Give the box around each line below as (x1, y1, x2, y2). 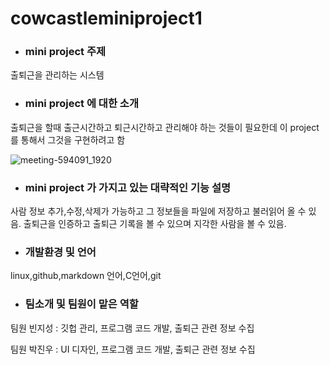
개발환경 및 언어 (24, 245, 97, 259)
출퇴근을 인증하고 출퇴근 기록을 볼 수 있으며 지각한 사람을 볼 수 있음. (23, 218, 287, 230)
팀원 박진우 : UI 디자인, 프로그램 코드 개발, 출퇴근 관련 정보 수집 (10, 343, 256, 355)
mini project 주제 (24, 45, 107, 59)
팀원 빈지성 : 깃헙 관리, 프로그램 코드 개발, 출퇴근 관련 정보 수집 (10, 322, 255, 334)
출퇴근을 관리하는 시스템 (10, 69, 105, 81)
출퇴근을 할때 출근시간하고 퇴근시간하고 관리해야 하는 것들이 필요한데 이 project (10, 121, 320, 133)
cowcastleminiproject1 (10, 7, 203, 30)
